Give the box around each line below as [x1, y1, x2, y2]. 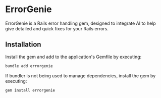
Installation [5, 40, 41, 49]
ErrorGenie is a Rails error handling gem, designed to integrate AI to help [5, 20, 156, 26]
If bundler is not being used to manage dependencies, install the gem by [5, 72, 156, 79]
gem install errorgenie [5, 87, 56, 93]
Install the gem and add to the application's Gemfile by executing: [5, 54, 142, 60]
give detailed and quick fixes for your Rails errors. [5, 25, 109, 31]
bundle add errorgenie [5, 63, 53, 69]
